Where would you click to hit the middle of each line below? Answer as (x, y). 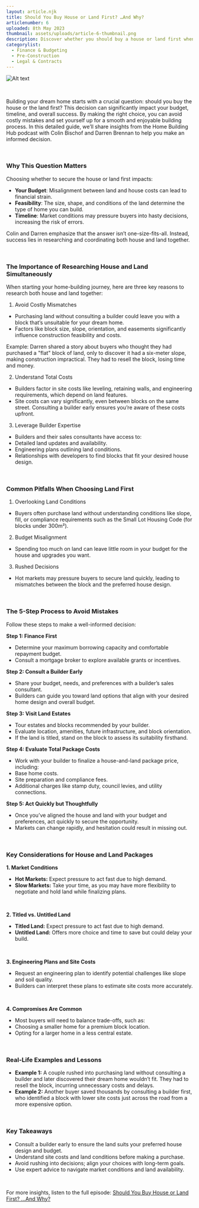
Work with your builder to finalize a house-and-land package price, (97, 760)
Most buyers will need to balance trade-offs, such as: (80, 1020)
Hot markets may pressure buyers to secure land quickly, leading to (97, 578)
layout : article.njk (32, 12)
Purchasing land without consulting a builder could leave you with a (97, 316)
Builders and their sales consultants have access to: (78, 437)
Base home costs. (36, 773)
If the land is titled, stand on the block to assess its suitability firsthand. (101, 737)
